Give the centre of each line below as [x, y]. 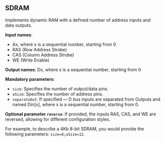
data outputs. [18, 25]
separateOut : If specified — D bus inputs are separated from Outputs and [86, 99]
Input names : [19, 35]
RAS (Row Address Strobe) [40, 49]
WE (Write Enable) [31, 60]
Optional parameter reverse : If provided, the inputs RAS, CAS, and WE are [81, 114]
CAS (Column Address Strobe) [43, 55]
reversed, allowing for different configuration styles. [58, 119]
